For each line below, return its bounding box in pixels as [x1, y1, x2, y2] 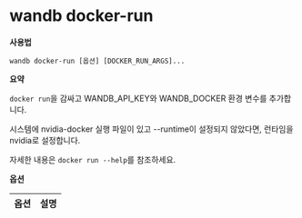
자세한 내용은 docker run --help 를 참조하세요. [9, 154, 176, 164]
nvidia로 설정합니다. [9, 134, 81, 145]
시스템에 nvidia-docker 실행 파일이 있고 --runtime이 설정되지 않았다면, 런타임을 [9, 124, 294, 134]
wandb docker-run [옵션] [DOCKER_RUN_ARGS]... [9, 56, 186, 65]
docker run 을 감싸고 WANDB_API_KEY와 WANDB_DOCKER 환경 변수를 [9, 93, 267, 104]
